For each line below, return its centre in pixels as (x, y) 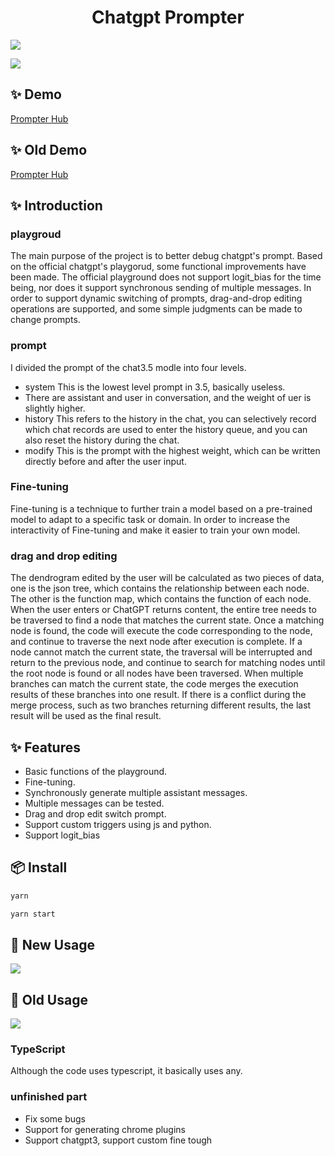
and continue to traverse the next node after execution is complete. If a (156, 642)
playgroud (36, 234)
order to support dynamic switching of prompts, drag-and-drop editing (156, 298)
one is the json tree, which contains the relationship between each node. (160, 588)
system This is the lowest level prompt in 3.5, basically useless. (155, 387)
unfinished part (49, 1097)
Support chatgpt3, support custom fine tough (118, 1140)
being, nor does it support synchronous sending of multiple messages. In (161, 288)
